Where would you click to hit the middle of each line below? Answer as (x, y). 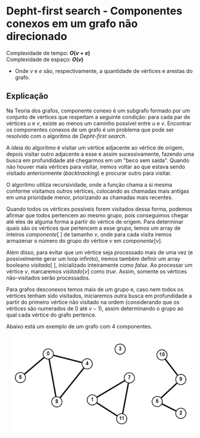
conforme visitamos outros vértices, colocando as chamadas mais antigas (98, 191)
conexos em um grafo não (72, 24)
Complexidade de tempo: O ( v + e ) (48, 53)
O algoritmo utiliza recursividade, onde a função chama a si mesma (89, 184)
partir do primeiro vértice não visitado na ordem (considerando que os (93, 302)
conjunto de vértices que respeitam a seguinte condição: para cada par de (98, 117)
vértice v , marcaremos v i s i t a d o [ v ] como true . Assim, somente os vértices (97, 271)
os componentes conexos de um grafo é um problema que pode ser (90, 129)
